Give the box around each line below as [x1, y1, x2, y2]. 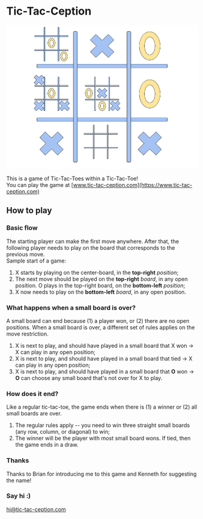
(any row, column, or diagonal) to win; [15, 428, 110, 436]
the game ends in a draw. [15, 441, 79, 448]
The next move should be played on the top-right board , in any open [15, 275, 188, 283]
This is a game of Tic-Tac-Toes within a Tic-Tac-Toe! [6, 175, 139, 182]
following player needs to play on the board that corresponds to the [6, 244, 175, 251]
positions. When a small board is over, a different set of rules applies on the [6, 323, 195, 331]
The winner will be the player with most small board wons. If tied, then [15, 434, 191, 442]
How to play [6, 205, 52, 216]
